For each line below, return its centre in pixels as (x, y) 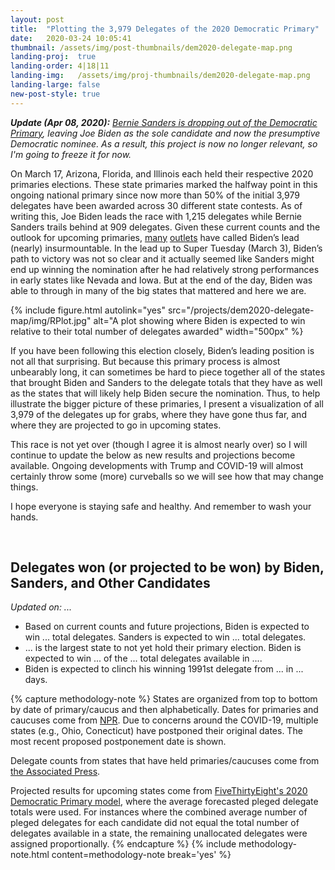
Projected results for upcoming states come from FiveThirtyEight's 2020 (159, 791)
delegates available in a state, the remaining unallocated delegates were (159, 833)
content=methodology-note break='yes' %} (141, 855)
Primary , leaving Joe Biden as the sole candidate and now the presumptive (165, 133)
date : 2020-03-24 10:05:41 (71, 38)
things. (24, 487)
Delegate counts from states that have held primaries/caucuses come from (165, 761)
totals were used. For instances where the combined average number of (159, 812)
